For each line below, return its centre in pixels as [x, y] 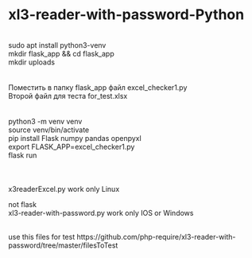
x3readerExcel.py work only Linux [64, 189]
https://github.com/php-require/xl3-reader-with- [156, 236]
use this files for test [42, 236]
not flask [23, 204]
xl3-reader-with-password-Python [126, 15]
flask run [23, 155]
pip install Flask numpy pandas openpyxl [75, 138]
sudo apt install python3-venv [57, 45]
